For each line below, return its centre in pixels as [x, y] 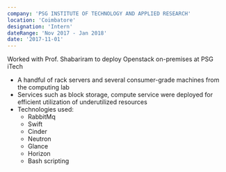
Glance [38, 146]
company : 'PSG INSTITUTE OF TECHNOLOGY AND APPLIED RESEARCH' [99, 14]
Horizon [39, 154]
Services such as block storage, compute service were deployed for [115, 95]
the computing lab [43, 87]
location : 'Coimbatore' [42, 20]
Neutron [39, 139]
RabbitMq [41, 117]
